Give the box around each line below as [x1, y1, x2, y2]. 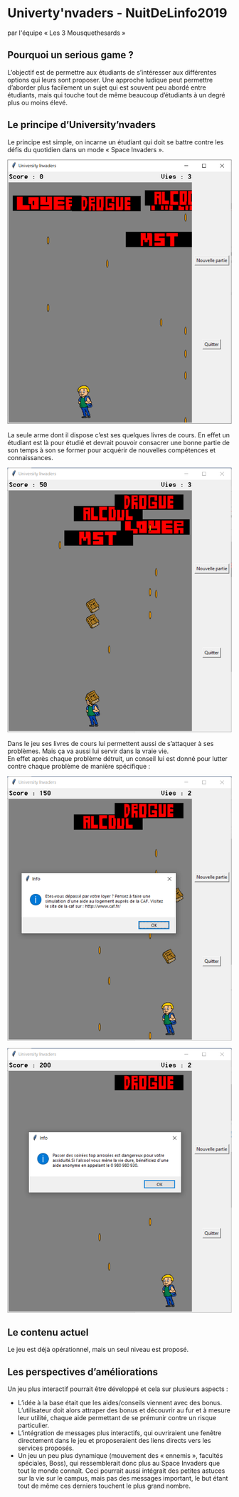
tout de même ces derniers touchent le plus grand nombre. [17, 1481, 191, 1491]
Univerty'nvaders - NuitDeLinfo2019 [7, 5, 228, 21]
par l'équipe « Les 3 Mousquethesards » [7, 28, 126, 37]
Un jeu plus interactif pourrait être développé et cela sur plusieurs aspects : [7, 1385, 229, 1393]
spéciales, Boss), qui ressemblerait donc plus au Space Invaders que [17, 1459, 221, 1468]
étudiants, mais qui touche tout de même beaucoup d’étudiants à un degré [7, 90, 225, 99]
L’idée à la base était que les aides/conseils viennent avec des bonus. [17, 1399, 223, 1407]
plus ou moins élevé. [7, 98, 68, 107]
